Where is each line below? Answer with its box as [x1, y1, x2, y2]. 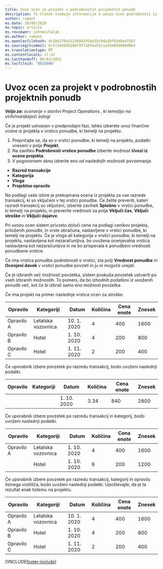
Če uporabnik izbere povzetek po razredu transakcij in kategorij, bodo [5, 413, 145, 419]
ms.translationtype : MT [5, 47, 53, 52]
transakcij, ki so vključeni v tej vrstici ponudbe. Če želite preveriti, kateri [5, 197, 148, 204]
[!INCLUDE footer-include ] [5, 559, 57, 565]
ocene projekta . [12, 153, 45, 159]
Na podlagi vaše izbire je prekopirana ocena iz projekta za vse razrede [5, 192, 146, 198]
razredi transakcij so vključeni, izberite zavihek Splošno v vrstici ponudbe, [5, 203, 154, 208]
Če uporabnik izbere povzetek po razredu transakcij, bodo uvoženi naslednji [5, 364, 158, 370]
